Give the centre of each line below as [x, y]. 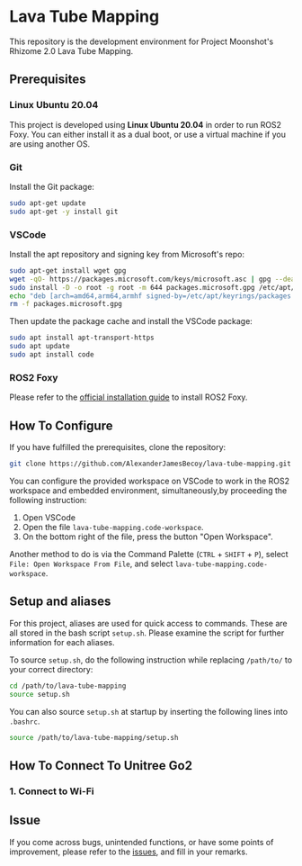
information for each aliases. [62, 642]
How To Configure [61, 425]
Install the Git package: [52, 186]
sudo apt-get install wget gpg [68, 271]
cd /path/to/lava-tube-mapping [68, 686]
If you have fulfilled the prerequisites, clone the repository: [118, 447]
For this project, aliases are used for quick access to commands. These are [148, 623]
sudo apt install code [52, 355]
